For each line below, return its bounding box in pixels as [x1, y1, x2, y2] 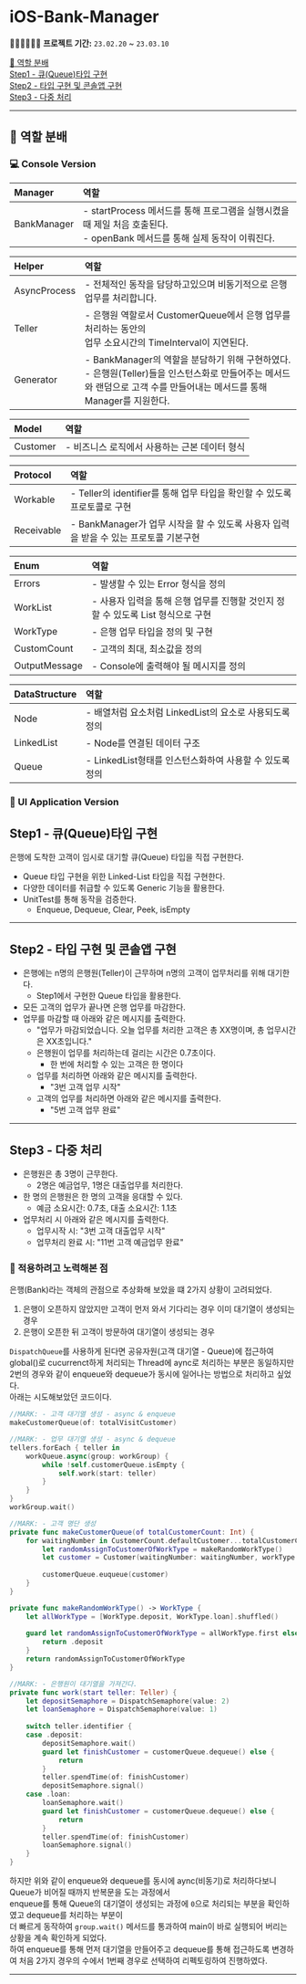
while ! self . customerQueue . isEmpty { [42, 1460, 185, 1469]
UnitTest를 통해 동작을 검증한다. [22, 894, 137, 905]
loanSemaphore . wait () [42, 1799, 125, 1808]
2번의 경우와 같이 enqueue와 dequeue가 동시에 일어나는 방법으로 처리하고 [9, 1369, 275, 1380]
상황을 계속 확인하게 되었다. [9, 1933, 107, 1944]
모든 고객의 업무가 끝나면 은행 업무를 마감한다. [22, 1002, 187, 1013]
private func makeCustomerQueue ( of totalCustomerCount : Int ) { [9, 1527, 255, 1537]
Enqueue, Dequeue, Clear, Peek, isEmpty [36, 904, 191, 915]
